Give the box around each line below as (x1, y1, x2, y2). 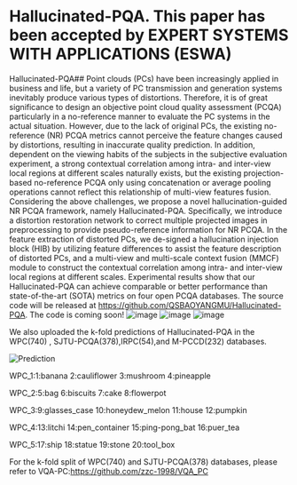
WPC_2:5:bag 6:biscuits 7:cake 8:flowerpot (9, 387, 167, 398)
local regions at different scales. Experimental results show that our (9, 271, 255, 282)
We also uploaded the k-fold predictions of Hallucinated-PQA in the (9, 326, 255, 337)
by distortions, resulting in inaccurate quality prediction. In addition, (9, 139, 255, 150)
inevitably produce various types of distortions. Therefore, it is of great (9, 91, 269, 103)
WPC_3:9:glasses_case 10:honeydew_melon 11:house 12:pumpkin (9, 404, 247, 415)
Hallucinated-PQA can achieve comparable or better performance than (9, 281, 269, 291)
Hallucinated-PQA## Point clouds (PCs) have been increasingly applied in (9, 73, 279, 83)
